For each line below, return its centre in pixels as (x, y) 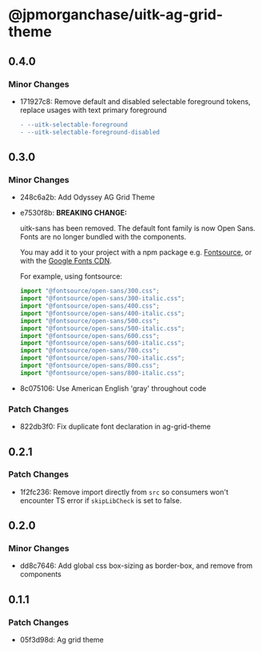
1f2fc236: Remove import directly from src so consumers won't (124, 492)
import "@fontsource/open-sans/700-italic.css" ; (102, 358)
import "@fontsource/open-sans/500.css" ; (90, 321)
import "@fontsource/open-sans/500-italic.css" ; (102, 328)
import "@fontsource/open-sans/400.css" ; (90, 306)
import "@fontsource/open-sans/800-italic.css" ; (102, 373)
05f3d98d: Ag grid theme (62, 640)
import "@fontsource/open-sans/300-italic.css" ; (102, 299)
